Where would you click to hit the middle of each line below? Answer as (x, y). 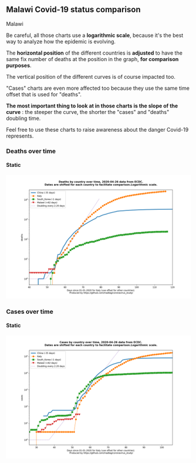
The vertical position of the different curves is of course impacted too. (91, 76)
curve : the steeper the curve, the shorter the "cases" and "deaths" (88, 112)
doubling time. (23, 118)
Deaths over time (31, 151)
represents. (20, 136)
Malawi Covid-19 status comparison (73, 10)
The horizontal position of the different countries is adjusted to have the (94, 53)
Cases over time (30, 311)
